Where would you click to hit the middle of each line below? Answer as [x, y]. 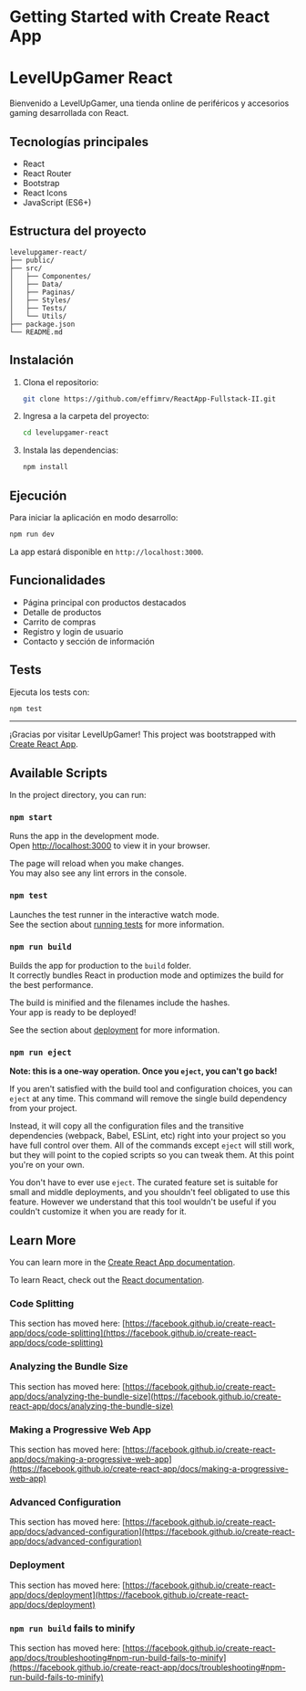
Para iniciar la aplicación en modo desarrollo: [94, 517]
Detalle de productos [62, 612]
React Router [47, 173]
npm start [31, 818]
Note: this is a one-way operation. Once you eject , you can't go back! [143, 1071]
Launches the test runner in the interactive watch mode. [115, 914]
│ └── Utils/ [38, 316]
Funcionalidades [58, 580]
